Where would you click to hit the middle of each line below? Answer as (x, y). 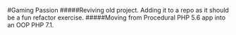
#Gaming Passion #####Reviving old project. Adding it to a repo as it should (118, 10)
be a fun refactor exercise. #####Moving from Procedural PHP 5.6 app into (117, 17)
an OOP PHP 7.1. (31, 25)
